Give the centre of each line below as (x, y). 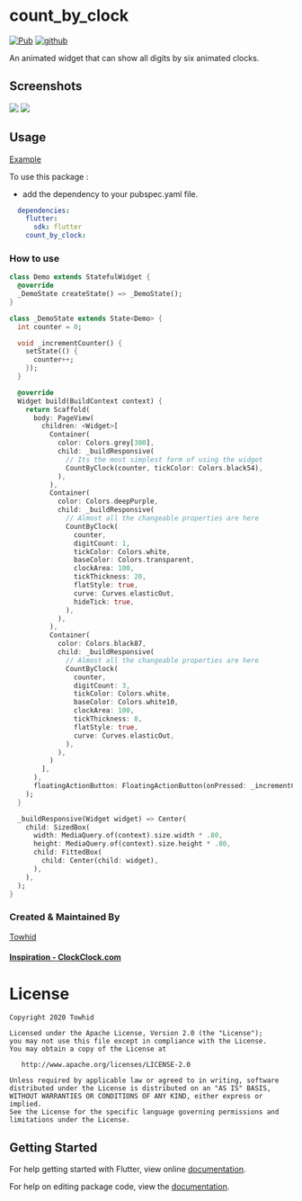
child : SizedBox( (58, 827)
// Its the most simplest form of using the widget (164, 460)
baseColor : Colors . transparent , (134, 560)
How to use (35, 258)
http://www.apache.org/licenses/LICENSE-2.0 (106, 1065)
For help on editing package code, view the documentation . (120, 1187)
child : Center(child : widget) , (100, 861)
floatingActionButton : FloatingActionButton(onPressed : (140, 786)
